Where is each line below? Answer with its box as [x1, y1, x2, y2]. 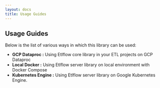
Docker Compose [12, 67, 48, 73]
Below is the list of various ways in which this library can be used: [5, 42, 137, 48]
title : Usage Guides [5, 12, 47, 16]
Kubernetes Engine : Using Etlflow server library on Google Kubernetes [12, 72, 156, 78]
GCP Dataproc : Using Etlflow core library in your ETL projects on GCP [12, 52, 153, 58]
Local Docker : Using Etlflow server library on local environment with [12, 62, 150, 68]
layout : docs [5, 7, 32, 12]
